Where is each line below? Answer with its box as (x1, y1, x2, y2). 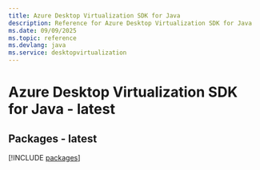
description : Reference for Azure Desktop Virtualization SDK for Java (8, 19, 252, 27)
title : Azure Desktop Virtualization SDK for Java (8, 11, 181, 20)
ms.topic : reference (8, 34, 78, 42)
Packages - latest (8, 132, 98, 145)
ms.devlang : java (8, 42, 66, 49)
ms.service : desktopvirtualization (8, 49, 127, 57)
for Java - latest (8, 101, 116, 118)
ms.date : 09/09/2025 (8, 26, 78, 34)
